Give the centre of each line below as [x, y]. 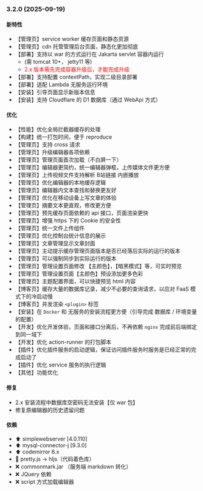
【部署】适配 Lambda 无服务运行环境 [61, 84]
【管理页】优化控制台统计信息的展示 [60, 236]
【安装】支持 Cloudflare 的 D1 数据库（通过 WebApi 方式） [88, 100]
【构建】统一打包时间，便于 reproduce [64, 137]
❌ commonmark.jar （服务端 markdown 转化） [73, 466]
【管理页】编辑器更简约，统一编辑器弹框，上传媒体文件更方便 [92, 167]
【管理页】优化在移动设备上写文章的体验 [66, 198]
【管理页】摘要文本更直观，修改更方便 [63, 205]
